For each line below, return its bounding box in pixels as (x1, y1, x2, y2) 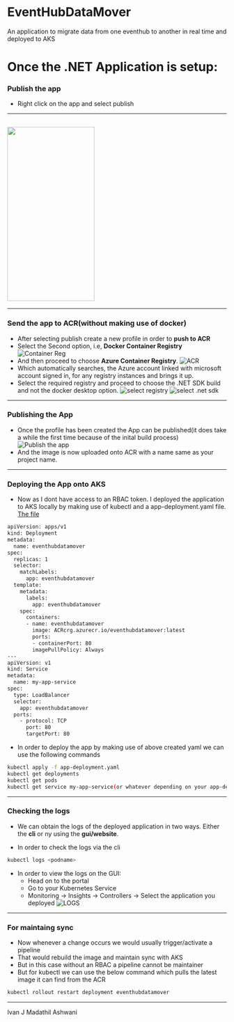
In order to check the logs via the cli (17, 843, 120, 851)
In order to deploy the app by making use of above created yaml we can (17, 743, 224, 751)
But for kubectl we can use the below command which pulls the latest (17, 968, 217, 976)
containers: (25, 614, 61, 621)
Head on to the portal (27, 876, 89, 885)
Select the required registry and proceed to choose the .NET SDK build (17, 379, 221, 387)
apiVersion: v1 (7, 659, 52, 666)
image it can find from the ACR (17, 975, 106, 984)
